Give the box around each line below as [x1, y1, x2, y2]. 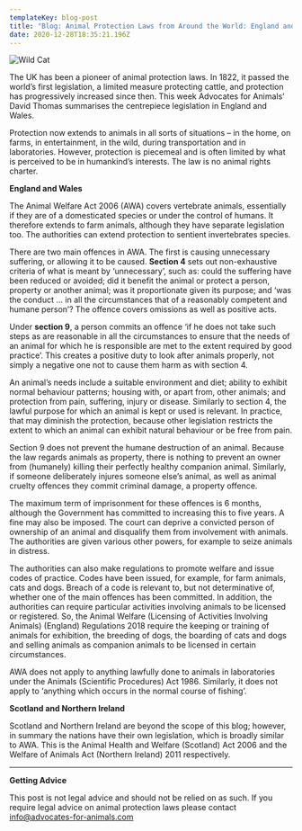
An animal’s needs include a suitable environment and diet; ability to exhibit [9, 377, 288, 388]
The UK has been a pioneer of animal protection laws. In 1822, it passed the [9, 72, 289, 83]
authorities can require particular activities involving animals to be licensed [9, 602, 286, 612]
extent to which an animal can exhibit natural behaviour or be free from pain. [9, 424, 293, 436]
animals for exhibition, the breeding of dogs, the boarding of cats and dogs [9, 630, 288, 641]
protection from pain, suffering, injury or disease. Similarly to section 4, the [9, 397, 287, 407]
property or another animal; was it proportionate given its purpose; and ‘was [9, 285, 292, 296]
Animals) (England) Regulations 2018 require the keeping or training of [9, 621, 270, 631]
